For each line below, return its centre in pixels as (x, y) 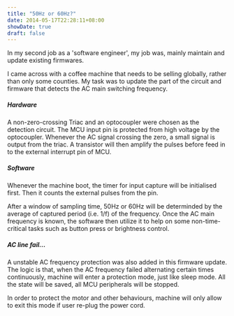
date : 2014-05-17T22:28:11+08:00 (56, 20)
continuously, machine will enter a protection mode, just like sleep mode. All (116, 277)
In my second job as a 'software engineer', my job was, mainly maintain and (116, 53)
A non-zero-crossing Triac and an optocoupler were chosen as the (103, 122)
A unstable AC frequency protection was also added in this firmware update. (117, 262)
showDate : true (29, 27)
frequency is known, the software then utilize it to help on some (99, 221)
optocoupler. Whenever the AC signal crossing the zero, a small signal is (111, 137)
